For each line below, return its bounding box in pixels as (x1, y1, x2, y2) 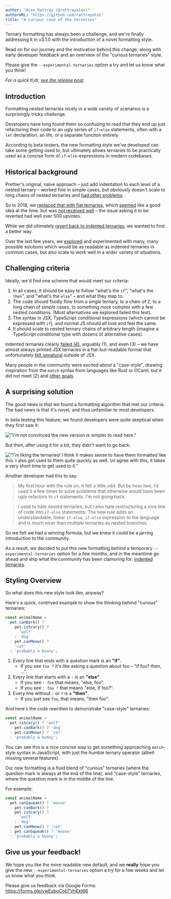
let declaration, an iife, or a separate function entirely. (5, 132, 119, 138)
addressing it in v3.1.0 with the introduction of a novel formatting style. (5, 36, 153, 43)
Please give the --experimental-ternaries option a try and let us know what (5, 62, 165, 68)
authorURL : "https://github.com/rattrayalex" (5, 12, 104, 17)
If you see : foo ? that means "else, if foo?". (20, 685, 114, 691)
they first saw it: (5, 422, 39, 428)
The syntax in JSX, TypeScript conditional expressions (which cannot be (12, 315, 165, 321)
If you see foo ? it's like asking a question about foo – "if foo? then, (20, 663, 162, 669)
